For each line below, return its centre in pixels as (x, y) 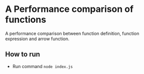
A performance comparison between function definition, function (72, 33)
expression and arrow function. (37, 39)
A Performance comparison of (69, 9)
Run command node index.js (42, 66)
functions (26, 20)
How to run (23, 54)
